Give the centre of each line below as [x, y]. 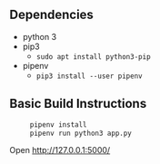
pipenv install [59, 125]
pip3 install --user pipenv [89, 76]
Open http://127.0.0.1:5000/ [60, 150]
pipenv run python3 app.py [80, 133]
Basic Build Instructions [78, 104]
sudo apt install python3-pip [94, 57]
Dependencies [51, 15]
